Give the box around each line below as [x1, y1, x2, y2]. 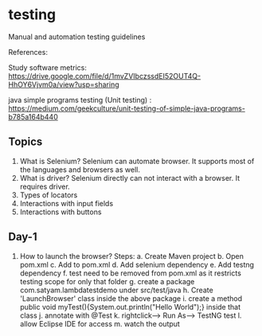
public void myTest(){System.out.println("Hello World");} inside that [19, 302, 241, 311]
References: [8, 47, 48, 57]
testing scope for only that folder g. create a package [19, 276, 195, 286]
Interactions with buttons [19, 207, 102, 217]
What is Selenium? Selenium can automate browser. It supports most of [19, 156, 255, 166]
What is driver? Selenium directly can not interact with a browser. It [19, 173, 240, 182]
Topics [8, 135, 43, 149]
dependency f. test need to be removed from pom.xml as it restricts [19, 268, 241, 278]
